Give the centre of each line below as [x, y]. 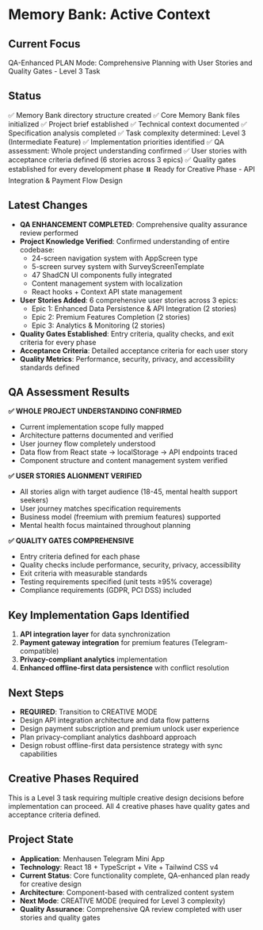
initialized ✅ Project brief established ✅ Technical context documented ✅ [128, 123]
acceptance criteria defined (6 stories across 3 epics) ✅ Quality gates [122, 159]
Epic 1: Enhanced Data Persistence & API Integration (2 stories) [134, 308]
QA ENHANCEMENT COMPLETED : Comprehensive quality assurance [133, 224]
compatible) [39, 651]
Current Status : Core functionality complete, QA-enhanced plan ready [135, 875]
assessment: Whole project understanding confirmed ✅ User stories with [128, 150]
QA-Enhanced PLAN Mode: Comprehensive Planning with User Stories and [130, 63]
